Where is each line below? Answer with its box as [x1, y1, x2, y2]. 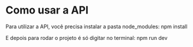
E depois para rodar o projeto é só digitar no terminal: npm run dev [5, 34, 168, 41]
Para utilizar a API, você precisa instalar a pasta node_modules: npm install [5, 23, 188, 30]
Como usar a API [5, 4, 89, 17]
